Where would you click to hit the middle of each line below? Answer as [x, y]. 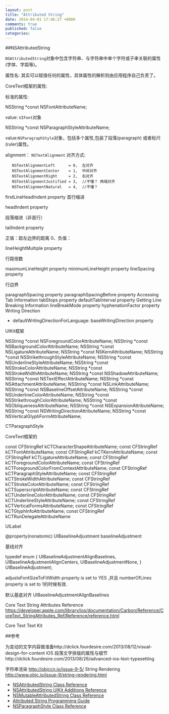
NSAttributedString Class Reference [50, 685]
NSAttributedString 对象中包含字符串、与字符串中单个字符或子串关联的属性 [83, 58]
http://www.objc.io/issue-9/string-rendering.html [56, 675]
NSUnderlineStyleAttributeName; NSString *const [57, 363]
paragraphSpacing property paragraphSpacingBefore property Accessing [82, 295]
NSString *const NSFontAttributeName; [46, 107]
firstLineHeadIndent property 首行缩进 [45, 197]
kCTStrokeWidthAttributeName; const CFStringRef [58, 479]
